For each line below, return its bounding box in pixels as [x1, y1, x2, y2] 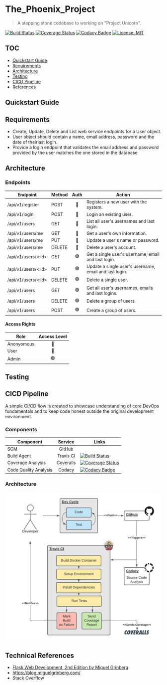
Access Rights [5, 321, 36, 327]
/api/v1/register [7, 201, 40, 207]
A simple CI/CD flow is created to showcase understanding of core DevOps [5, 403, 160, 409]
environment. [5, 413, 32, 419]
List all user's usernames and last [86, 218, 155, 224]
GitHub [59, 446, 74, 452]
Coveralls [56, 460, 76, 466]
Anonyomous [7, 341, 35, 347]
